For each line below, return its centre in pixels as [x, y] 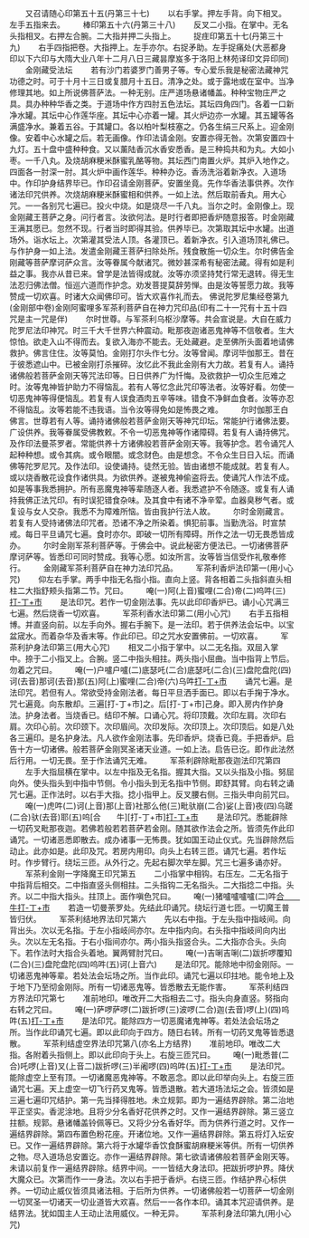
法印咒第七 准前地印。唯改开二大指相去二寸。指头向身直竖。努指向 [157, 998]
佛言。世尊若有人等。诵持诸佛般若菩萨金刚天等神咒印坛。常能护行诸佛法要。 [152, 421]
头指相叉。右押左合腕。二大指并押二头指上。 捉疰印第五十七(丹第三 [143, 36]
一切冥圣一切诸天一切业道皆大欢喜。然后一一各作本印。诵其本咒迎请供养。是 [152, 1202]
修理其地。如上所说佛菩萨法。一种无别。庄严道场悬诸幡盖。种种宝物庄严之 [148, 92]
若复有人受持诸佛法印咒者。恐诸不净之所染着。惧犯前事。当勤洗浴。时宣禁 [148, 523]
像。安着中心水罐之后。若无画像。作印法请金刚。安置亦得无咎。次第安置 [144, 138]
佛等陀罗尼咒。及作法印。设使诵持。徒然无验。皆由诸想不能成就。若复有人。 [152, 466]
